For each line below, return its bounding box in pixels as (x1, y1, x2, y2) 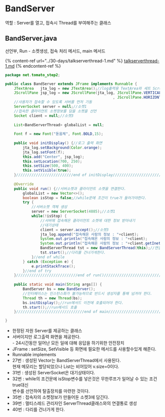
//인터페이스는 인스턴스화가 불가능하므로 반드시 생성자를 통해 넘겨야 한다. (23, 291, 152, 296)
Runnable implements (12, 352, 56, 358)
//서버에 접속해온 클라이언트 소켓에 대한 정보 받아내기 (40, 218, 136, 223)
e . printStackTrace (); (31, 263, 76, 269)
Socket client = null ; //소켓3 (14, 113, 74, 118)
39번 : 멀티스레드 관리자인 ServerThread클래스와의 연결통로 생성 (12, 400, 137, 406)
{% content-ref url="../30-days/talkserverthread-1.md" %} (5, 57, 123, 64)
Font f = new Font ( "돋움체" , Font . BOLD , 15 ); (14, 131, 104, 136)
